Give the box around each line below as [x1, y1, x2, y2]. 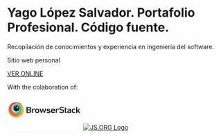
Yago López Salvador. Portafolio [7, 5, 195, 21]
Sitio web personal [7, 55, 60, 64]
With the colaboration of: [7, 83, 78, 91]
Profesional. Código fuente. [7, 19, 170, 35]
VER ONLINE [7, 69, 44, 78]
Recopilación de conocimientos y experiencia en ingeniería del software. [7, 42, 215, 51]
